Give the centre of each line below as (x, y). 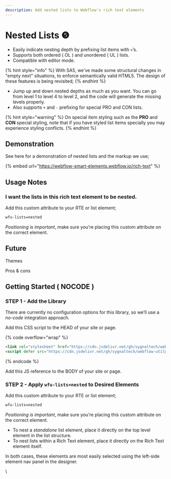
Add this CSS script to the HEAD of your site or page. (61, 328)
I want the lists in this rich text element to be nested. (71, 197)
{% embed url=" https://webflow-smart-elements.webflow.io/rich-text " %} (83, 166)
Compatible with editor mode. (44, 60)
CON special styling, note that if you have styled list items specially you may (85, 123)
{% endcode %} (22, 362)
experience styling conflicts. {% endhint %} (51, 128)
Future (16, 248)
